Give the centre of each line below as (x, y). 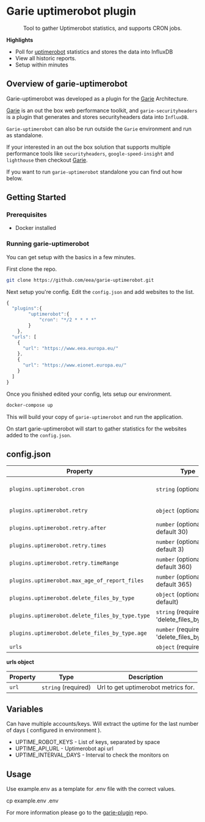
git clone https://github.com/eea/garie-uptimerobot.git (80, 280)
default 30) (172, 532)
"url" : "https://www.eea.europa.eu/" (70, 348)
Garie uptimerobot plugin (71, 11)
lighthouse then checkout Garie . (47, 160)
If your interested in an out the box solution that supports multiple (88, 147)
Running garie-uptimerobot (48, 244)
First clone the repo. (32, 269)
